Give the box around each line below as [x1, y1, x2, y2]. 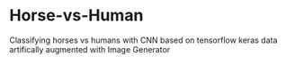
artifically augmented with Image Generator [9, 44, 171, 54]
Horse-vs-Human [9, 5, 144, 26]
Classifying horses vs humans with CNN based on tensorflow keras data [9, 35, 278, 45]
